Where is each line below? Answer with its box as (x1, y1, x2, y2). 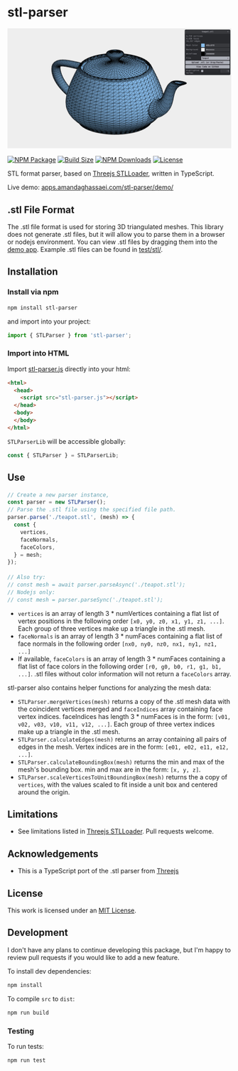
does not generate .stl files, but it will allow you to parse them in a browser (7, 230, 225, 238)
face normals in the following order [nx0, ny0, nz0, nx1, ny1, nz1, (17, 639, 218, 648)
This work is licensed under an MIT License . (7, 906, 137, 915)
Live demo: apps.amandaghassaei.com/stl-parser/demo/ (7, 183, 174, 192)
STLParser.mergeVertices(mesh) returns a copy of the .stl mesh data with (17, 697, 231, 705)
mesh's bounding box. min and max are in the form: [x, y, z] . (17, 765, 201, 774)
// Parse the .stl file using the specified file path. (7, 506, 176, 513)
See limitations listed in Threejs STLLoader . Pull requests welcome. (17, 827, 215, 836)
